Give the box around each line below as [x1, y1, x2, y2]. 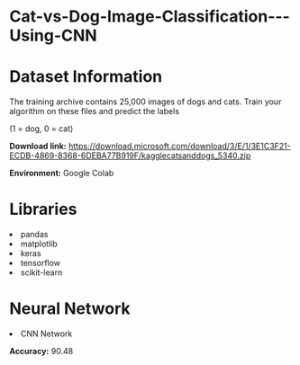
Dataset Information [9, 67, 163, 87]
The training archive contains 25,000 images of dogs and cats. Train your [9, 96, 282, 107]
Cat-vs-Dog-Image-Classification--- [9, 6, 290, 27]
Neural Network [9, 298, 131, 319]
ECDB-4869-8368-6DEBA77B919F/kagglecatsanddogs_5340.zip [9, 150, 251, 161]
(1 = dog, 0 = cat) [9, 123, 74, 134]
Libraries [9, 200, 77, 219]
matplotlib [21, 238, 58, 249]
